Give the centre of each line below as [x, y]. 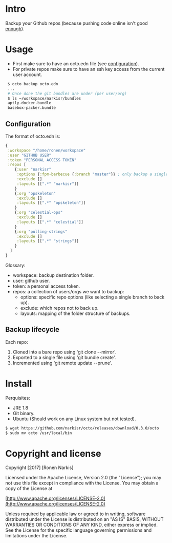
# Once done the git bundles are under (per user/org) [67, 93]
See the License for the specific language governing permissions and [79, 530]
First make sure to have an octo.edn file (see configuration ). [76, 63]
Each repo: [17, 342]
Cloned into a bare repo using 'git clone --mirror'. [64, 352]
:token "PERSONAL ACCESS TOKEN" [42, 160]
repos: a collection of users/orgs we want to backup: [68, 291]
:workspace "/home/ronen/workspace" [47, 150]
